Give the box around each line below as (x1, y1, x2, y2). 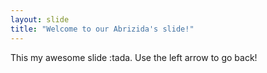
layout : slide (10, 14, 70, 25)
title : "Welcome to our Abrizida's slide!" (10, 24, 195, 34)
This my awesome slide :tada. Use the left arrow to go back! (10, 51, 258, 63)
